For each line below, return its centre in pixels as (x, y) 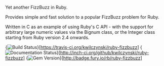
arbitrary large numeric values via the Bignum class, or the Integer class (80, 32)
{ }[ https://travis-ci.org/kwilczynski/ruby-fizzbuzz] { (74, 47)
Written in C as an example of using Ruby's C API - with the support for (79, 27)
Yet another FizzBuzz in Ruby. (36, 7)
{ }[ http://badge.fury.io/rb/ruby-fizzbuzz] (84, 58)
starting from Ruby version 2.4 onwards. (47, 38)
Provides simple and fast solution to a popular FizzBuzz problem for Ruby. (82, 17)
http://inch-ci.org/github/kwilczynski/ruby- (105, 53)
